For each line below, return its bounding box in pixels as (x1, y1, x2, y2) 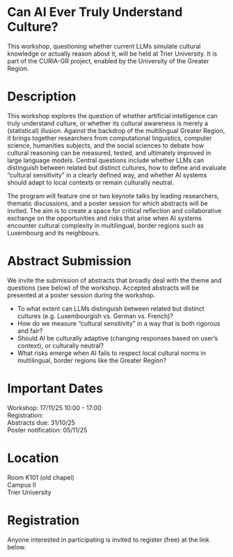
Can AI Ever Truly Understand (7, 4, 183, 20)
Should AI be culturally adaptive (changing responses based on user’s (17, 334, 218, 342)
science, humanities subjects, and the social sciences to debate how (7, 141, 204, 150)
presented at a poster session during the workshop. (7, 290, 156, 299)
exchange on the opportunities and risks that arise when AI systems (7, 214, 202, 222)
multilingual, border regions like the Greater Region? (17, 356, 167, 364)
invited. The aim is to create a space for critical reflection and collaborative (7, 206, 222, 214)
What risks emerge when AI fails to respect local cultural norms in (17, 349, 207, 357)
